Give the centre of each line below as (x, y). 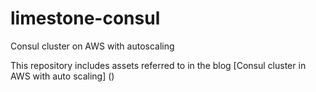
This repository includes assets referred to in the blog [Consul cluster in (158, 65)
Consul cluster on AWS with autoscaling (92, 46)
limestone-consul (85, 18)
